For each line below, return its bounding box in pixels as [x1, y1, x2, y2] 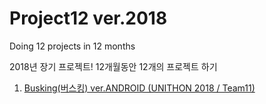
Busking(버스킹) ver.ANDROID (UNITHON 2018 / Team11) [23, 82, 256, 94]
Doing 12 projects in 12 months [9, 40, 136, 52]
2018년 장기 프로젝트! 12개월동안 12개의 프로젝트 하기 [9, 60, 218, 72]
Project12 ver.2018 [9, 7, 168, 30]
